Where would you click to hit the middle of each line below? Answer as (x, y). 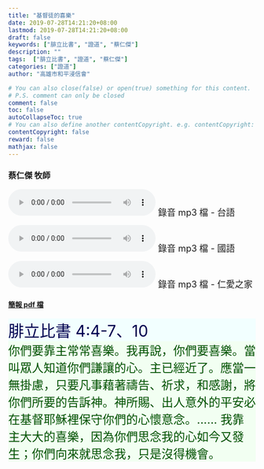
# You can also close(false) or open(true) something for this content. (130, 88)
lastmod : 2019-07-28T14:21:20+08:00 (68, 30)
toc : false (26, 110)
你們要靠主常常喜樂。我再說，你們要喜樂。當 (132, 351)
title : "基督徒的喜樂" (42, 15)
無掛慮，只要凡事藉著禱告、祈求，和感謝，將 (132, 385)
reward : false (31, 139)
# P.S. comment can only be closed (66, 95)
